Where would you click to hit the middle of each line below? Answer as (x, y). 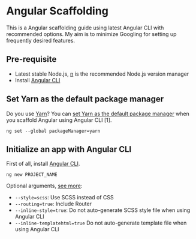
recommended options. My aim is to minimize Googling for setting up (91, 34)
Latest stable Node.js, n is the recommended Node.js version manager (102, 74)
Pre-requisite (31, 59)
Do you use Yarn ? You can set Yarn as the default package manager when (98, 113)
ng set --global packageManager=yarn (53, 131)
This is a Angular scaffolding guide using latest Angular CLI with (85, 28)
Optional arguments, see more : (44, 186)
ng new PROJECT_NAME (32, 175)
